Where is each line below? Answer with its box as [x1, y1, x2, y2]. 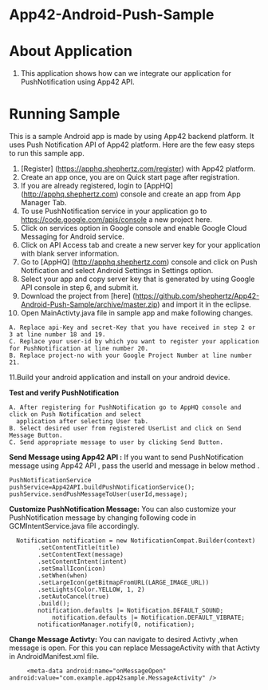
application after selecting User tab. [16, 418, 149, 426]
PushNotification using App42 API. [20, 77, 135, 87]
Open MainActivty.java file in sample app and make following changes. [20, 308, 254, 318]
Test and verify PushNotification [9, 388, 119, 398]
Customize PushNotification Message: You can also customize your [9, 505, 237, 514]
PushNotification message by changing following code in [9, 513, 196, 522]
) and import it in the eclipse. [157, 299, 252, 309]
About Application [9, 42, 132, 61]
